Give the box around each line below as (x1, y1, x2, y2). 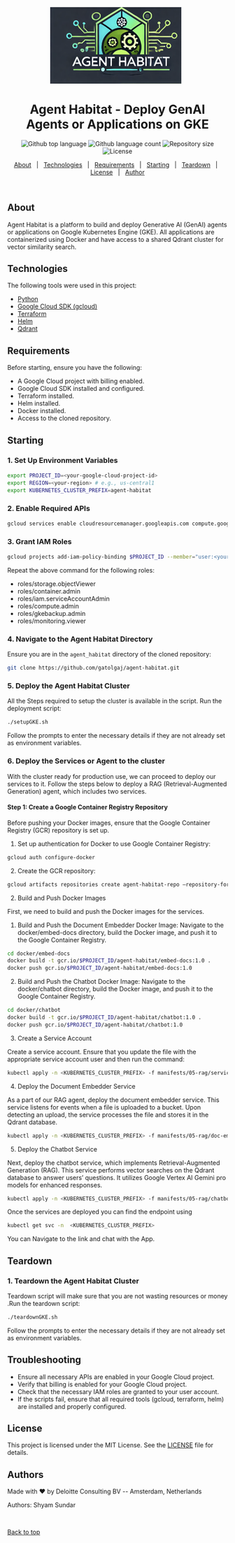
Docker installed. (17, 407, 66, 415)
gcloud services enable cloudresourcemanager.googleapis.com (7, 520, 190, 527)
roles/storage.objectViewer (17, 580, 96, 588)
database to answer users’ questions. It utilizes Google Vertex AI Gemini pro (7, 1173, 226, 1182)
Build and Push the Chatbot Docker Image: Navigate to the (17, 977, 186, 986)
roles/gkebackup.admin (17, 609, 86, 617)
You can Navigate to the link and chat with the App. (7, 1235, 155, 1243)
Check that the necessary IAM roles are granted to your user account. (17, 1387, 219, 1395)
